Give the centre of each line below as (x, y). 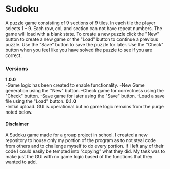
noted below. (19, 112)
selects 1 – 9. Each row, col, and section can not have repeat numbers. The (84, 28)
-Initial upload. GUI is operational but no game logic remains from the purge (85, 107)
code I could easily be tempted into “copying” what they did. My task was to (85, 151)
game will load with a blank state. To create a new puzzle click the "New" (82, 34)
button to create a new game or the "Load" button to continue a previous (82, 39)
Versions (17, 68)
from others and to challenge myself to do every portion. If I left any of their (85, 146)
